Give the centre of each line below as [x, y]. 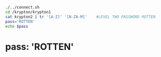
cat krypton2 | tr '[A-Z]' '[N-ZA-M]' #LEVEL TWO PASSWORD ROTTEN [80, 17]
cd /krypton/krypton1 [28, 12]
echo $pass [17, 26]
